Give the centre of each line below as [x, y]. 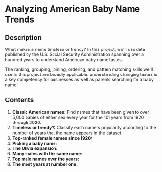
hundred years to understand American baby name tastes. [64, 60]
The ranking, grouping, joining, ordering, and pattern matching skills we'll [79, 69]
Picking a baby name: [35, 143]
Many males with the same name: [47, 153]
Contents [20, 100]
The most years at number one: [45, 164]
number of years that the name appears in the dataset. [67, 133]
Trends [20, 19]
